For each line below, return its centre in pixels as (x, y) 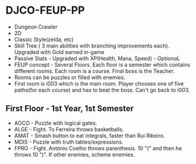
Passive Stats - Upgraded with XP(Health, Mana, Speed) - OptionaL (97, 58)
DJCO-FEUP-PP (45, 10)
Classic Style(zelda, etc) (44, 39)
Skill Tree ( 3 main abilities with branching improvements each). (92, 46)
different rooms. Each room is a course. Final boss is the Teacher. (94, 71)
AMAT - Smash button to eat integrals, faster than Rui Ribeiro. (89, 135)
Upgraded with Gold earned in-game (59, 52)
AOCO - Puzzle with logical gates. (56, 123)
